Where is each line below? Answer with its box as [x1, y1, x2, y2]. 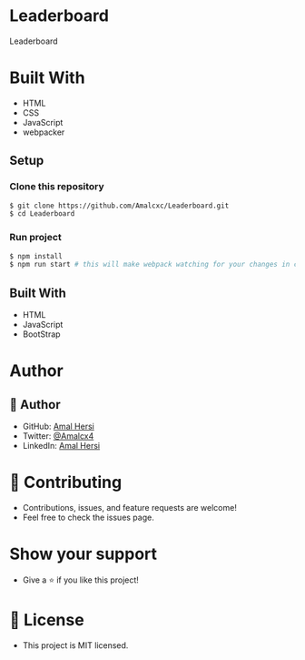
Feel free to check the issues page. [22, 512, 154, 523]
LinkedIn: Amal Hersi [22, 441, 101, 452]
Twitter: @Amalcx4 [22, 431, 94, 442]
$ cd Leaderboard [9, 209, 75, 218]
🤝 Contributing [9, 472, 123, 492]
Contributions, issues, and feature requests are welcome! [22, 503, 238, 513]
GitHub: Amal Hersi [22, 421, 95, 432]
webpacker [22, 127, 65, 137]
